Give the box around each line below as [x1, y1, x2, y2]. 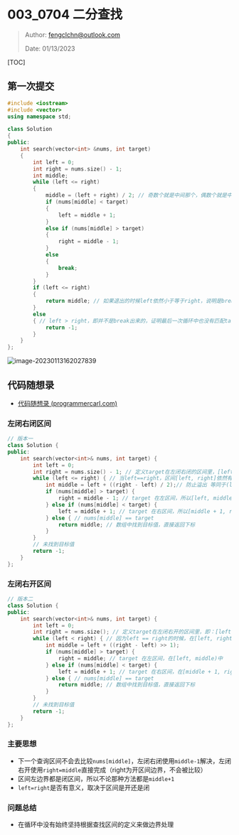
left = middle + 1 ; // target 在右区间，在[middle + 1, [58, 668, 221, 675]
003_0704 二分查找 [7, 6, 123, 23]
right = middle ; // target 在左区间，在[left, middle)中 [58, 654, 223, 662]
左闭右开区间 [7, 578, 52, 588]
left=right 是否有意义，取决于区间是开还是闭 [17, 783, 150, 792]
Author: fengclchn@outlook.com [24, 30, 121, 39]
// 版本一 [7, 435, 33, 443]
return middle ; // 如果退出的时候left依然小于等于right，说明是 [45, 298, 222, 305]
